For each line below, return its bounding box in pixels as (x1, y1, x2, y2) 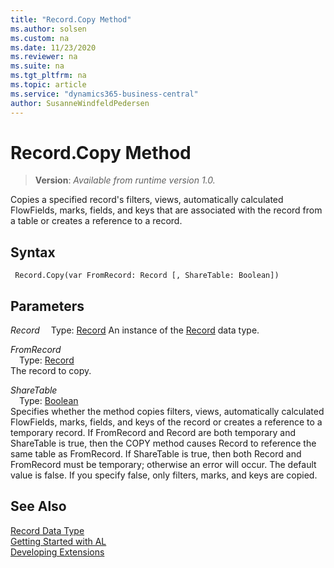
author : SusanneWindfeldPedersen (10, 98, 150, 108)
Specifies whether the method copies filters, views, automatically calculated (10, 406, 325, 418)
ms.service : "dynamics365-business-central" (10, 89, 199, 99)
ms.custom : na (10, 33, 70, 43)
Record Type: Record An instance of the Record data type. (10, 324, 260, 336)
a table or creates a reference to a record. (10, 215, 183, 227)
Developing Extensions (10, 546, 105, 558)
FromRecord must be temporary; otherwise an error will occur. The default (10, 459, 317, 471)
